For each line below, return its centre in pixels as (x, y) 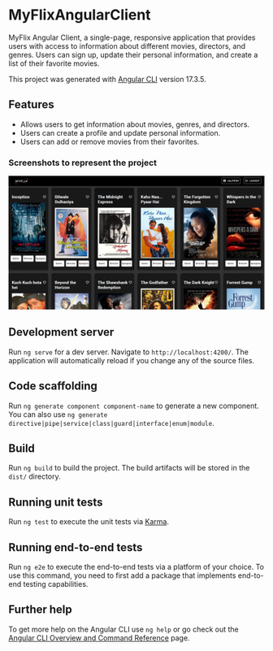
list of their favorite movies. (54, 63)
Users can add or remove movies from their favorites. (110, 141)
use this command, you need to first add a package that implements (122, 575)
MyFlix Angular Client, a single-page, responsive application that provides (132, 37)
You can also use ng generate (58, 414)
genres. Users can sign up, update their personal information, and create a (133, 54)
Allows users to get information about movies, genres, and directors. (135, 124)
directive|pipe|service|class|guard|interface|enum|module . (111, 423)
